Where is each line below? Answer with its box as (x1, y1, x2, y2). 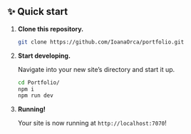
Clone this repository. (17, 24, 84, 33)
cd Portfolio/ (17, 78, 60, 86)
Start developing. (17, 51, 71, 60)
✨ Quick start (7, 6, 68, 18)
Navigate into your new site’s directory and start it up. (17, 65, 175, 73)
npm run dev (17, 92, 53, 99)
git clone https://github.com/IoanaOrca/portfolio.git (17, 38, 185, 46)
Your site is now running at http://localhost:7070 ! (17, 119, 167, 128)
